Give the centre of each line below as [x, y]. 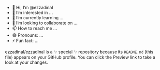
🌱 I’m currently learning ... [38, 18]
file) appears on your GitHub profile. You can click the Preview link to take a [80, 57]
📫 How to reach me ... [34, 28]
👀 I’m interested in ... [32, 13]
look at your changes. [27, 62]
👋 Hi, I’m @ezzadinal [32, 7]
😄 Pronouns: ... [28, 35]
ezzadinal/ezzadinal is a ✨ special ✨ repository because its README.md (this [79, 52]
